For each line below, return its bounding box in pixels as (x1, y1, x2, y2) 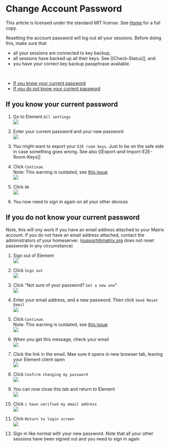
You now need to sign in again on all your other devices (13, 199, 128, 205)
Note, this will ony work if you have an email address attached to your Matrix (6, 226, 164, 232)
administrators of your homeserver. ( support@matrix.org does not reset (6, 237, 154, 243)
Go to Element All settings (13, 113, 71, 119)
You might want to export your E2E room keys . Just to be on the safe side (13, 143, 164, 149)
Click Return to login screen (13, 415, 74, 421)
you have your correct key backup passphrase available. (13, 60, 130, 67)
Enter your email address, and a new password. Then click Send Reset (13, 297, 158, 303)
